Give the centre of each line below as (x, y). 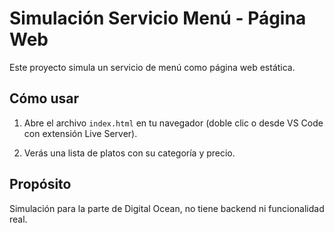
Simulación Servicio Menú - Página (158, 18)
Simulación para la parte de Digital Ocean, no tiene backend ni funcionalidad (167, 208)
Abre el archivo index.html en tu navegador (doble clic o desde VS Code (173, 123)
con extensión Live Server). (80, 133)
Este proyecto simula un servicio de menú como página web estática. (152, 67)
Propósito (40, 184)
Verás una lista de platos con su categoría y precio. (129, 153)
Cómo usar (44, 98)
